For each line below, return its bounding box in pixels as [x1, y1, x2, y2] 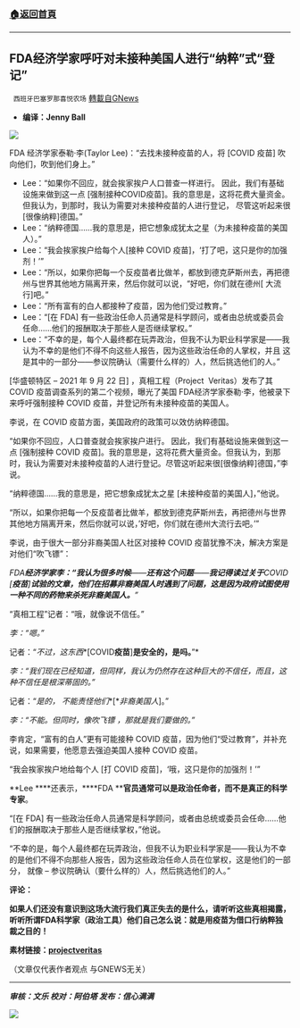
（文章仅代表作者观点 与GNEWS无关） [9, 964, 151, 974]
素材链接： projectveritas [9, 945, 103, 956]
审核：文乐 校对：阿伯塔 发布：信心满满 [9, 991, 154, 1002]
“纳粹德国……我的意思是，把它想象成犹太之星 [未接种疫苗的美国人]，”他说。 [9, 489, 284, 499]
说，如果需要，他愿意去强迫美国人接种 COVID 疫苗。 [9, 745, 203, 756]
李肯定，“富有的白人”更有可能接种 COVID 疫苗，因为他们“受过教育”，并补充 [9, 734, 287, 745]
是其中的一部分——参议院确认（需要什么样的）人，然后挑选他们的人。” [21, 356, 280, 367]
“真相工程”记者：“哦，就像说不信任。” [9, 609, 145, 620]
